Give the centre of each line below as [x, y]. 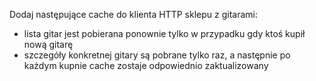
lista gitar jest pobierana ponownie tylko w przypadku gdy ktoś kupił [164, 33]
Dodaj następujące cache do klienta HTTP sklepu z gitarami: [133, 14]
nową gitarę [48, 44]
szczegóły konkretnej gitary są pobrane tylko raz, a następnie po [157, 55]
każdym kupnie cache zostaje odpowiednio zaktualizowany [146, 65]
